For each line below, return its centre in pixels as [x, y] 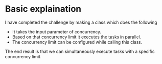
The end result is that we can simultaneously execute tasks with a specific [80, 51]
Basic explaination [43, 9]
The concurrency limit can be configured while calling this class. [77, 42]
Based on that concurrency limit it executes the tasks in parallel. [77, 37]
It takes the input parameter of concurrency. [57, 32]
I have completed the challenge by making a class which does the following [81, 22]
